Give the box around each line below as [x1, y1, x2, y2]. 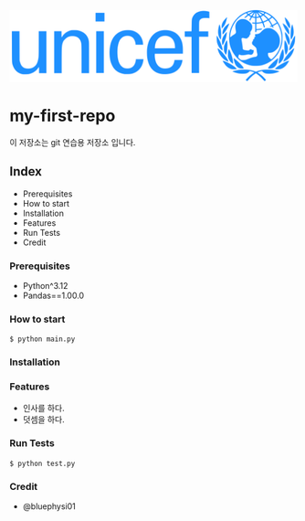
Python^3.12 [22, 281, 68, 292]
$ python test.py [9, 459, 76, 468]
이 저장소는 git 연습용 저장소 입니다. [9, 136, 136, 147]
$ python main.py [9, 335, 76, 344]
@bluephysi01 [22, 501, 76, 512]
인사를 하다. [22, 402, 66, 413]
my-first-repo [9, 106, 116, 126]
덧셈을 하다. [22, 413, 66, 425]
